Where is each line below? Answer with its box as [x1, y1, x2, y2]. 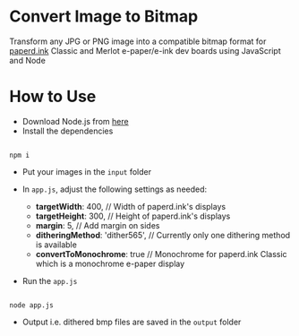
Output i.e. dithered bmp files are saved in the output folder [21, 316, 242, 327]
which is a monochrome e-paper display [35, 258, 185, 269]
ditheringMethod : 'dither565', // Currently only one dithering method [35, 229, 291, 240]
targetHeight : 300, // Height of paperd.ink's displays [35, 211, 231, 221]
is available [35, 239, 78, 250]
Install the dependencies [21, 125, 114, 136]
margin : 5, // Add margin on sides [35, 220, 160, 230]
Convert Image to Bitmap [9, 6, 199, 27]
